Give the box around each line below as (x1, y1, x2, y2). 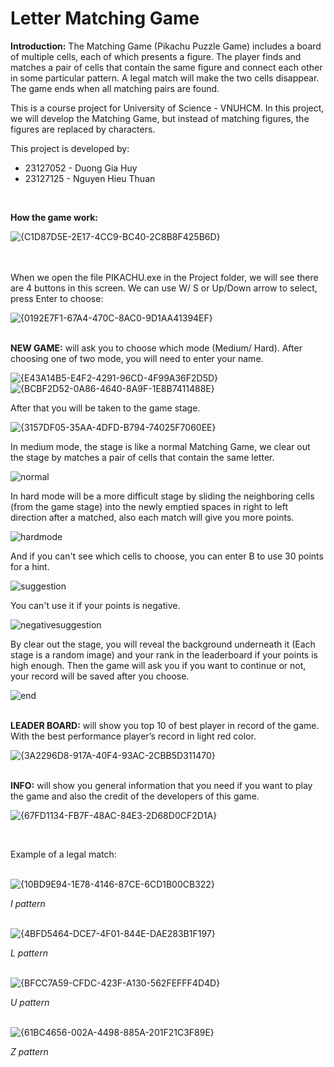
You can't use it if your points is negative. (10, 599, 181, 611)
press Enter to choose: (10, 292, 104, 304)
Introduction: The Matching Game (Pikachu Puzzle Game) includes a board (10, 40, 322, 52)
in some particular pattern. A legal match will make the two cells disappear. (10, 72, 320, 84)
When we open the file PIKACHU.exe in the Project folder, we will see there (10, 271, 319, 283)
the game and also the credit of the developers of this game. (10, 790, 260, 802)
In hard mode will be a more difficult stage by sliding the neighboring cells (10, 490, 315, 502)
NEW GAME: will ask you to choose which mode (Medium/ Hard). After (10, 342, 303, 354)
